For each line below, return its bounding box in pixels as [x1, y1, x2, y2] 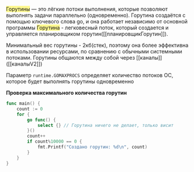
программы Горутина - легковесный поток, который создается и [6, 24, 169, 31]
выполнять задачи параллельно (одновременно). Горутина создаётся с [6, 12, 186, 19]
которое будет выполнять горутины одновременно [6, 78, 134, 85]
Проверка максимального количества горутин [6, 90, 127, 96]
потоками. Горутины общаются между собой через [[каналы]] [6, 54, 162, 61]
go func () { [27, 117, 57, 123]
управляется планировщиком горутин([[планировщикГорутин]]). [6, 30, 168, 37]
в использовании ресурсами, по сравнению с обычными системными [6, 48, 182, 55]
